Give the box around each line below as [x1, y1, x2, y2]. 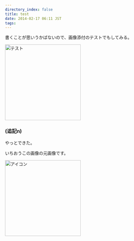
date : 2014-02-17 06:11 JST [5, 16, 62, 21]
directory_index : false [5, 7, 53, 12]
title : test [5, 12, 29, 16]
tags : [5, 20, 16, 26]
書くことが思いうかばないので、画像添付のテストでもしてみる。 [5, 34, 132, 40]
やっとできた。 [5, 140, 35, 145]
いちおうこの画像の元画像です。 [5, 150, 69, 156]
